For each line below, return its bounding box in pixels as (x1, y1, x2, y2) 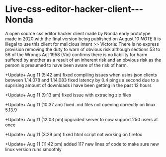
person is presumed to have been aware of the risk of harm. (5, 62, 128, 68)
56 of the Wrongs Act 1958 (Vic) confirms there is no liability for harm (5, 51, 148, 58)
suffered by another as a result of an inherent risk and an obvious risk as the (5, 57, 162, 63)
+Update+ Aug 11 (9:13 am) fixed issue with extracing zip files (5, 92, 132, 98)
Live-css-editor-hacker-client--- (5, 3, 143, 15)
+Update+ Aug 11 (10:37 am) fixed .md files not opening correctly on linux (5, 101, 156, 107)
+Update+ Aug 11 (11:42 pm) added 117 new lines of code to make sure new (5, 141, 159, 147)
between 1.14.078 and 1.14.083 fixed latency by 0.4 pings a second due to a (5, 77, 159, 83)
